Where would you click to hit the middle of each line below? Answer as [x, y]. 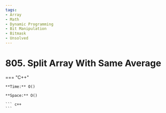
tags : [11, 10]
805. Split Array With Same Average [83, 63]
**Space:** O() [21, 95]
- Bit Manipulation [26, 29]
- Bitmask [16, 33]
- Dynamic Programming [29, 24]
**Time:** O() [20, 87]
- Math [12, 19]
